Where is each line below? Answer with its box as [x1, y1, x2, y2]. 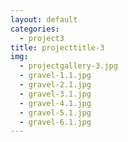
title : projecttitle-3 [10, 42, 105, 53]
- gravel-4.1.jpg [19, 98, 92, 108]
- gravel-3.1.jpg [19, 89, 92, 99]
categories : [10, 24, 60, 34]
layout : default [10, 14, 78, 25]
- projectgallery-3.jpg [19, 61, 118, 71]
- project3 [19, 33, 65, 43]
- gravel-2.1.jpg [19, 80, 92, 90]
